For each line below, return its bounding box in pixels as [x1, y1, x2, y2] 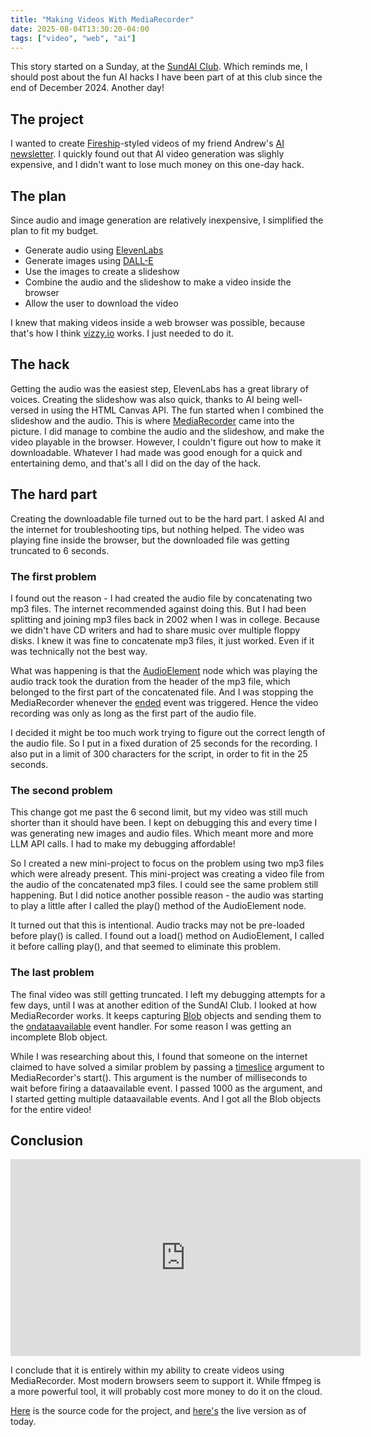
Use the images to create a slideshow [24, 266, 180, 277]
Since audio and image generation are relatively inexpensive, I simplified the [10, 214, 324, 226]
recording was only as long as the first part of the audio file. [10, 707, 257, 719]
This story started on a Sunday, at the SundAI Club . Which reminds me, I [10, 61, 308, 73]
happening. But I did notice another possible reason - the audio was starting [10, 889, 324, 901]
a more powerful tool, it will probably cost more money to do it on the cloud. [10, 1386, 323, 1398]
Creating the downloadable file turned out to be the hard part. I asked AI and [10, 512, 325, 525]
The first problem [10, 569, 97, 583]
